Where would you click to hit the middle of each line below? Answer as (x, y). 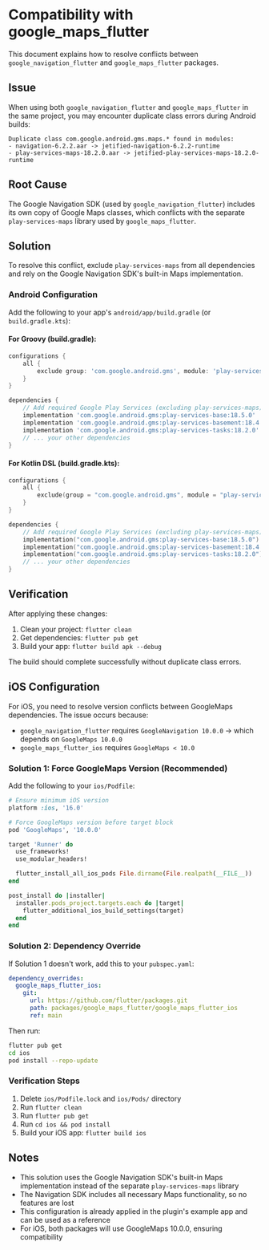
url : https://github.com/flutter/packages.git (108, 1000)
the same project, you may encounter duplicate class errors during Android (132, 116)
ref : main (46, 1015)
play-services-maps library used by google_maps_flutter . (102, 221)
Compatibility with (71, 15)
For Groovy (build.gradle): (52, 339)
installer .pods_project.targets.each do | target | (100, 903)
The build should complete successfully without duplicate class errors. (125, 662)
